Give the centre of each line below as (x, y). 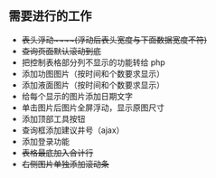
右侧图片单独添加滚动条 (65, 164)
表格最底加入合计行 (57, 153)
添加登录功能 (45, 141)
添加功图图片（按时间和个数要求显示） (93, 73)
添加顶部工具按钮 (53, 118)
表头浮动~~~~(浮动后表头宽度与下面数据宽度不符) (114, 40)
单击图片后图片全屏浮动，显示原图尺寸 (93, 108)
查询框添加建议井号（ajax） (73, 130)
